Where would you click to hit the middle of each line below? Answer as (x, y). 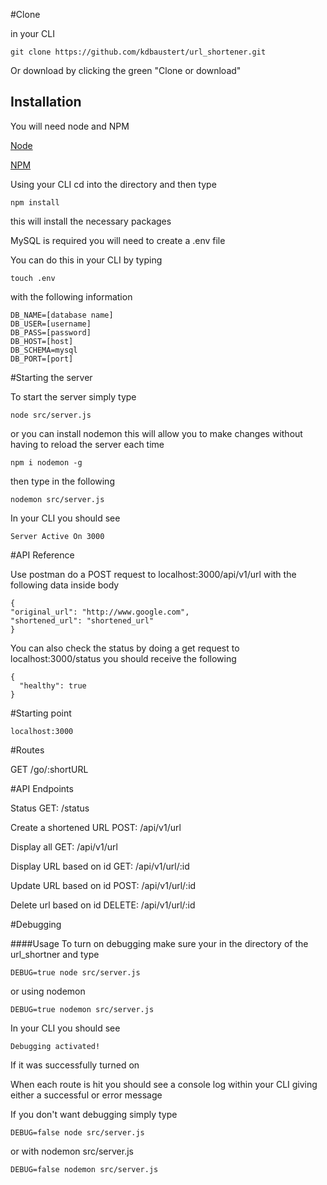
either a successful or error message (86, 1095)
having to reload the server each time (87, 444)
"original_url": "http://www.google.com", (100, 612)
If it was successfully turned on (75, 1065)
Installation (46, 102)
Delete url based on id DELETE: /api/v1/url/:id (103, 905)
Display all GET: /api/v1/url (64, 846)
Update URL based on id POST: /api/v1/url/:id (103, 885)
